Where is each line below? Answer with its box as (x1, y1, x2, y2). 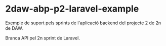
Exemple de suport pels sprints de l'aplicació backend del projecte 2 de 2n (5, 20, 161, 26)
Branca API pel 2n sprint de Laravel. (5, 35, 80, 41)
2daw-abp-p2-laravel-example (5, 3, 139, 15)
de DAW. (5, 25, 23, 31)
